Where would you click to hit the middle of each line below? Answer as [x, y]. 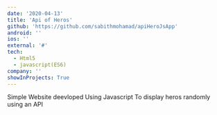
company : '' [24, 71]
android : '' [24, 33]
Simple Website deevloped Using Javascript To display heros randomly [109, 97]
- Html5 [25, 59]
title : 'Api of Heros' [40, 20]
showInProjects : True [38, 77]
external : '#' [28, 45]
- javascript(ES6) [40, 65]
